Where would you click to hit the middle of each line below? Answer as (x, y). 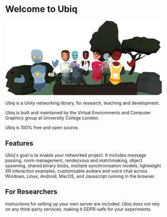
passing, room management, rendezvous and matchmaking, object (74, 160)
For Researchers (31, 192)
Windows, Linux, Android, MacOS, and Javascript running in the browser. (80, 176)
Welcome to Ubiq (41, 9)
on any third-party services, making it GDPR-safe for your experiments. (79, 209)
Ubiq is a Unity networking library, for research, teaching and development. (83, 103)
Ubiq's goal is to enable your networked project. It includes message (76, 155)
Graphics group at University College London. (52, 118)
